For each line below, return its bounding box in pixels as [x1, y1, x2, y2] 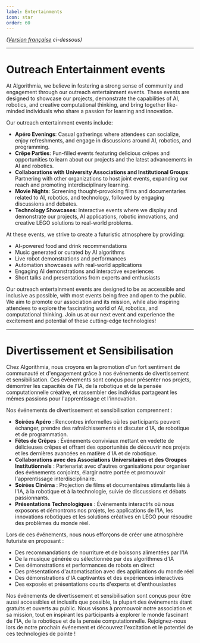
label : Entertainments [6, 8, 62, 15]
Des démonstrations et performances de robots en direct [14, 561, 155, 569]
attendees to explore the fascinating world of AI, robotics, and [6, 305, 158, 312]
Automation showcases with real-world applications [14, 262, 142, 269]
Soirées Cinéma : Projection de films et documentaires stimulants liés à [14, 482, 190, 489]
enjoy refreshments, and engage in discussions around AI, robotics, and [14, 137, 192, 144]
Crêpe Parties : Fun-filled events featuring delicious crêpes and [14, 150, 170, 157]
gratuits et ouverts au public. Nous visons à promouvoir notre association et [6, 605, 192, 612]
